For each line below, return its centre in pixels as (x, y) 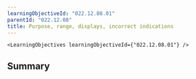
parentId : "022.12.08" (40, 20)
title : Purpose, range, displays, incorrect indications (90, 26)
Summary (29, 66)
